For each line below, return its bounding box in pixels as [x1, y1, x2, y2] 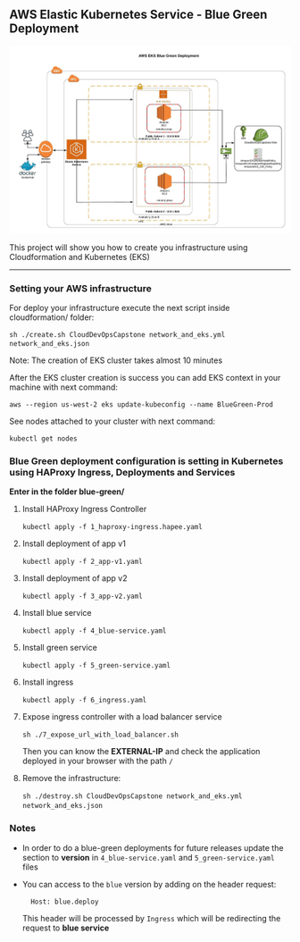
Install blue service [21, 608, 92, 618]
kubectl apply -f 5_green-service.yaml [21, 661, 171, 670]
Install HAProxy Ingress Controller [21, 504, 147, 515]
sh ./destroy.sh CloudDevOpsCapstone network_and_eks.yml [21, 792, 243, 801]
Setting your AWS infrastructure [9, 282, 152, 294]
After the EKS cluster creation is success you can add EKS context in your [9, 373, 281, 383]
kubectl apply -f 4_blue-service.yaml [21, 627, 167, 635]
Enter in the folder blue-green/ [9, 486, 125, 497]
